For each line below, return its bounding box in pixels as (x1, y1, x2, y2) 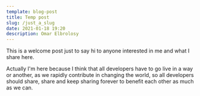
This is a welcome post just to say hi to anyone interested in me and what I (6, 47, 190, 54)
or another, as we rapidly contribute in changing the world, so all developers (6, 72, 194, 79)
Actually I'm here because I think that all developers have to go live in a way (6, 65, 193, 72)
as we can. (6, 84, 33, 91)
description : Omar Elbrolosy (6, 31, 79, 37)
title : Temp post (6, 14, 50, 20)
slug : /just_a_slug (6, 20, 55, 26)
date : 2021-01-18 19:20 (6, 25, 66, 32)
